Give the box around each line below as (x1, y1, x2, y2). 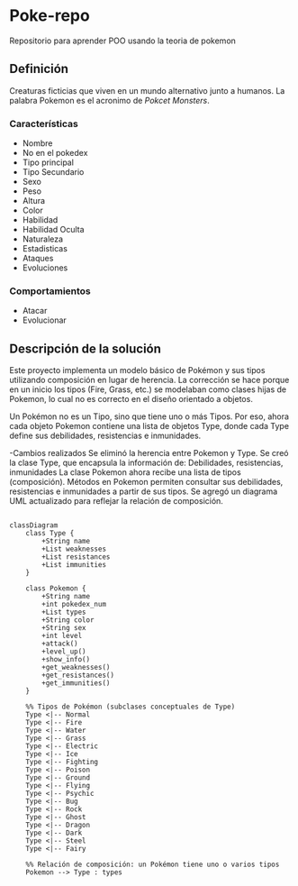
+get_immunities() (41, 679, 111, 688)
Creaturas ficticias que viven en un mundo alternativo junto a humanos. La (9, 85, 285, 96)
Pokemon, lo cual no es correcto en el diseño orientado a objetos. (9, 394, 254, 405)
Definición (9, 61, 69, 77)
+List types (41, 607, 87, 617)
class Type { (25, 529, 75, 538)
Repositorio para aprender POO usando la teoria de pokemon (9, 35, 237, 46)
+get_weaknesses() (41, 663, 111, 672)
